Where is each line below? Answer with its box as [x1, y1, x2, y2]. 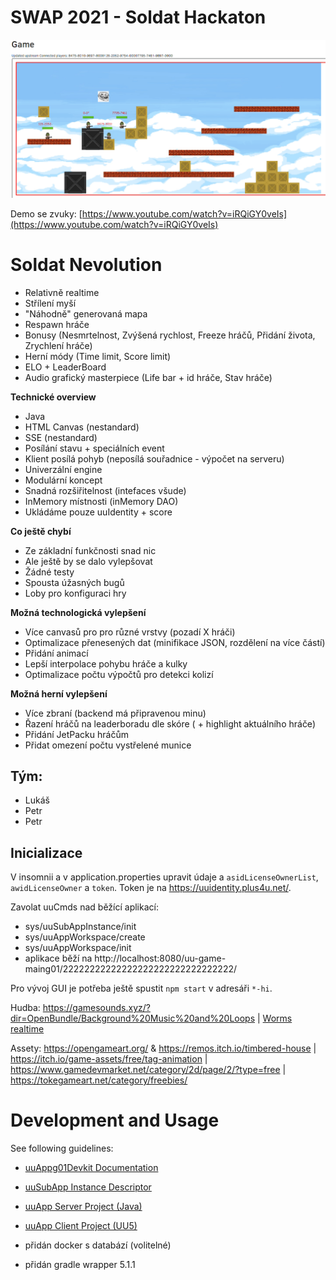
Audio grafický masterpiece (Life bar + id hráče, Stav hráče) [24, 371, 273, 383]
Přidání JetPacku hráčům [24, 728, 129, 740]
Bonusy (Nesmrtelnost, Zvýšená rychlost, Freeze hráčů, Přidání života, [24, 329, 316, 341]
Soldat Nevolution [10, 253, 163, 276]
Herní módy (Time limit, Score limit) [24, 350, 172, 362]
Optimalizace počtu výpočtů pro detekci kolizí [24, 668, 214, 680]
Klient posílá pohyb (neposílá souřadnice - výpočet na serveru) [24, 452, 285, 465]
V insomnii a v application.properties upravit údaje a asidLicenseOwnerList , [10, 871, 319, 883]
